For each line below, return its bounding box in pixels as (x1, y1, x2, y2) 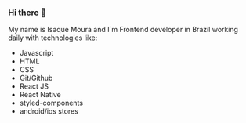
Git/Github (19, 74, 53, 83)
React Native (19, 90, 61, 99)
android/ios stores (19, 107, 78, 116)
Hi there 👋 (8, 7, 47, 18)
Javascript (19, 49, 54, 58)
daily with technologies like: (8, 33, 98, 42)
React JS (19, 81, 49, 91)
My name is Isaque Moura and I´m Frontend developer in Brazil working (8, 25, 239, 34)
